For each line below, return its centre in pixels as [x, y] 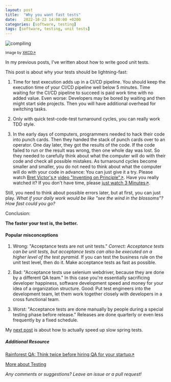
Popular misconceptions [32, 235]
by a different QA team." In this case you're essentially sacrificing [81, 278]
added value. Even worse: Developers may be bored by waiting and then [89, 98]
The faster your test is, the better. [42, 223]
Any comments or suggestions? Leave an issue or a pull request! [74, 374]
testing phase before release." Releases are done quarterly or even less [88, 315]
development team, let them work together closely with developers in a [87, 294]
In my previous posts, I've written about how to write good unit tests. [77, 62]
